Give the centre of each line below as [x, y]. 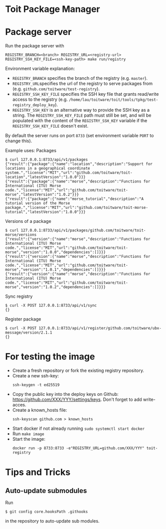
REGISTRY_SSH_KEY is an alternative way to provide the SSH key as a [81, 110]
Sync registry [19, 296]
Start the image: [29, 439]
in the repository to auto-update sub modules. [52, 521]
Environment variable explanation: [40, 69]
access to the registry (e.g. [40, 99]
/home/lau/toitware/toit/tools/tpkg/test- [114, 100]
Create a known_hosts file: [40, 410]
